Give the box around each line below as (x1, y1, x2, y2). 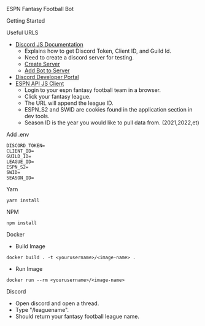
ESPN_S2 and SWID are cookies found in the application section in (24, 106, 193, 113)
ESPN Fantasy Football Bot (6, 6, 74, 12)
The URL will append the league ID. (24, 99, 114, 107)
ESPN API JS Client (15, 80, 64, 87)
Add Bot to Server (24, 67, 70, 74)
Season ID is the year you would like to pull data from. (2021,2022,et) (24, 119, 199, 126)
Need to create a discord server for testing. (24, 54, 134, 61)
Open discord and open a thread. (15, 300, 99, 307)
